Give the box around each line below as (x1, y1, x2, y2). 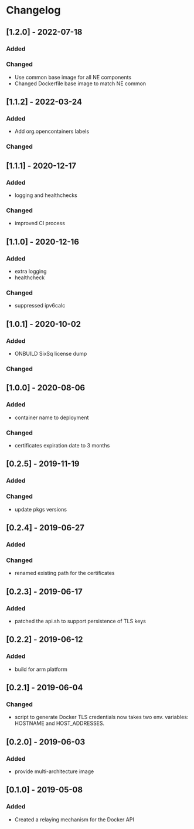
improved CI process (14, 220, 66, 227)
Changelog (6, 4, 61, 17)
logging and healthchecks (14, 192, 77, 199)
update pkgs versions (14, 506, 67, 513)
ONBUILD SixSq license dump (14, 350, 87, 357)
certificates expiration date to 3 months (14, 442, 110, 449)
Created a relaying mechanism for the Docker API (14, 815, 135, 823)
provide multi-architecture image (14, 768, 94, 775)
